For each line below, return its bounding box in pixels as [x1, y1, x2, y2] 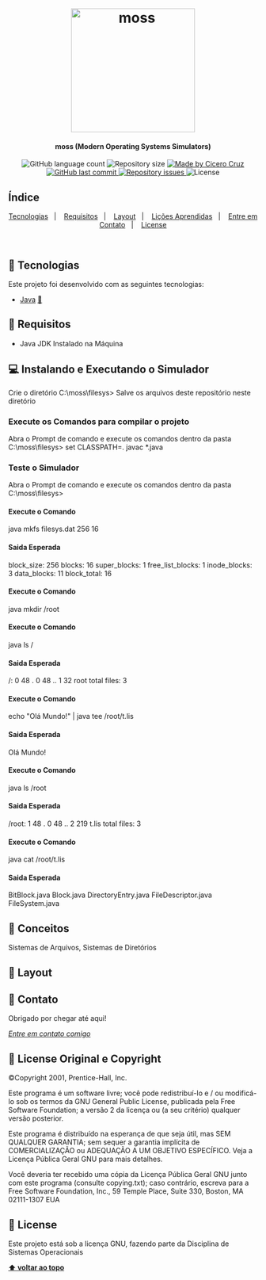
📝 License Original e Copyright [8, 1052, 161, 1065]
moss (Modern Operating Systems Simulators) [55, 141, 211, 151]
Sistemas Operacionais [8, 1248, 84, 1257]
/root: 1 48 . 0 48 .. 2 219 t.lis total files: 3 [8, 819, 141, 828]
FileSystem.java [8, 899, 60, 908]
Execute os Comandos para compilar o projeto [8, 416, 190, 427]
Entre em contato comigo [8, 1029, 91, 1038]
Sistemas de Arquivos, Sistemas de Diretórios [8, 943, 157, 953]
